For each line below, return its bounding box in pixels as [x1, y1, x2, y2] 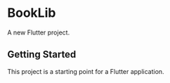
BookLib [7, 5, 56, 21]
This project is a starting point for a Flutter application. [7, 67, 164, 75]
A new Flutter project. [7, 28, 70, 37]
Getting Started [7, 49, 77, 60]
